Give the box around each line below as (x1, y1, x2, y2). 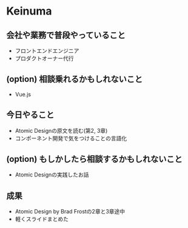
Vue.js (15, 90, 32, 98)
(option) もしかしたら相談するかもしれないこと (6, 154, 183, 164)
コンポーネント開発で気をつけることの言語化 (15, 135, 127, 142)
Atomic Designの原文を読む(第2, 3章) (15, 127, 108, 134)
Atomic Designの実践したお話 (15, 171, 89, 178)
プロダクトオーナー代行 (15, 55, 74, 62)
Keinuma (6, 4, 52, 18)
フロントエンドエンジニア (15, 47, 79, 54)
